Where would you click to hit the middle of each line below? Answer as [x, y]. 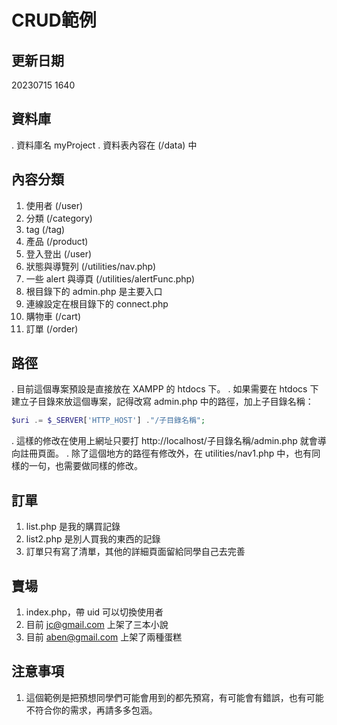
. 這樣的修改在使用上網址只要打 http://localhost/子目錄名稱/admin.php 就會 [164, 441]
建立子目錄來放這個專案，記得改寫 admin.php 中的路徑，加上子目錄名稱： [162, 402]
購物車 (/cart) [53, 316]
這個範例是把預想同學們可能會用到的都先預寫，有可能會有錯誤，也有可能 [174, 697]
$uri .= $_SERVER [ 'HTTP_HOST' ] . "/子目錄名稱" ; [108, 421]
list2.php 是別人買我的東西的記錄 [93, 539]
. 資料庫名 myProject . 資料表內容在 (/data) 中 [104, 145]
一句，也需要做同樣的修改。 [85, 466]
